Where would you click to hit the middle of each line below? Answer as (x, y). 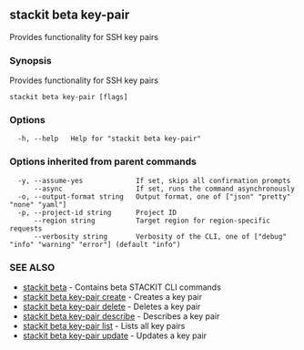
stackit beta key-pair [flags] (69, 98)
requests (26, 228)
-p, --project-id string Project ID (97, 212)
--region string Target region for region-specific (152, 221)
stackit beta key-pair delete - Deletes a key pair (111, 306)
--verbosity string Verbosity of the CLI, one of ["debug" (160, 236)
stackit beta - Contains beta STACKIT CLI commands (122, 287)
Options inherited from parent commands (103, 161)
